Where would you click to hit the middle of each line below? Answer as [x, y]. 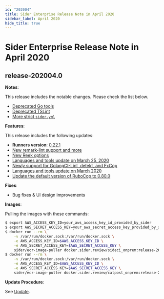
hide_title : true [23, 23]
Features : [15, 126]
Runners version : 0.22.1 [36, 145]
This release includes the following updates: [49, 136]
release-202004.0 [34, 75]
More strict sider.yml [33, 117]
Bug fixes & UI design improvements [49, 195]
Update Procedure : [25, 282]
